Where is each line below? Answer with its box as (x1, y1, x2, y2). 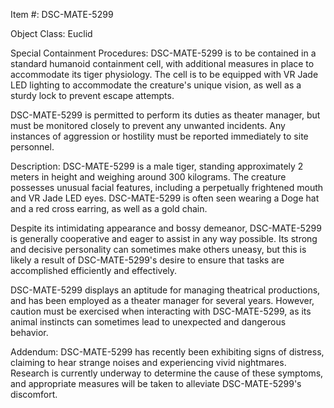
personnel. (10, 141, 55, 153)
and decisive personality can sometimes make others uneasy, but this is (10, 244, 307, 255)
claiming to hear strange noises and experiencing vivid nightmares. (10, 357, 287, 368)
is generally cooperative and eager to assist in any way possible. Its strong (10, 233, 318, 244)
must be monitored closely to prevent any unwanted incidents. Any (10, 120, 286, 131)
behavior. (10, 327, 49, 338)
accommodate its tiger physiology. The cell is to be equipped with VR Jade (10, 69, 319, 80)
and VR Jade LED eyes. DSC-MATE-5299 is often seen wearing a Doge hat (10, 192, 320, 204)
